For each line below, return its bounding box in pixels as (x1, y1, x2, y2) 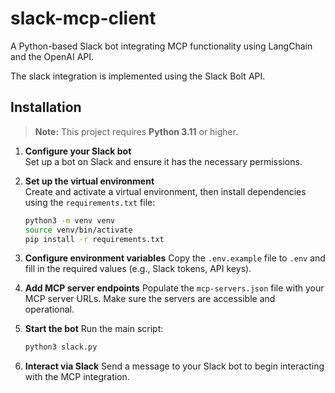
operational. (24, 303, 75, 316)
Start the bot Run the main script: (24, 323, 164, 335)
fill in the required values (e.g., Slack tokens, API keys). (24, 263, 252, 275)
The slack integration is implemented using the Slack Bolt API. (10, 70, 266, 82)
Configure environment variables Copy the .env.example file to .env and (24, 252, 326, 264)
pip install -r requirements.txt (24, 234, 165, 244)
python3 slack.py (24, 342, 98, 352)
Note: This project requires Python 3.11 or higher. (34, 125, 239, 137)
